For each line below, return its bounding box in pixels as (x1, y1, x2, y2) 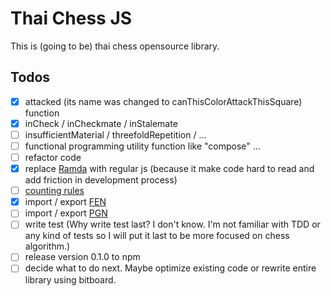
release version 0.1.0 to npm (24, 251, 141, 263)
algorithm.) (24, 240, 71, 252)
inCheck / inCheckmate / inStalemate (24, 117, 178, 129)
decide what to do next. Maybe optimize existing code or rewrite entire (24, 262, 317, 274)
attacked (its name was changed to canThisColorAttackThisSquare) (24, 95, 303, 107)
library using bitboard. (24, 273, 117, 286)
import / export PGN (24, 207, 108, 219)
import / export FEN (24, 196, 107, 208)
